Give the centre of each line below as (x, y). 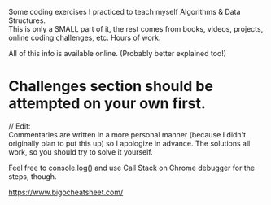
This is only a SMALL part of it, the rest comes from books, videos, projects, (136, 29)
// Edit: (20, 126)
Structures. (27, 20)
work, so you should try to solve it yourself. (81, 152)
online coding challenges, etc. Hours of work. (85, 37)
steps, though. (33, 176)
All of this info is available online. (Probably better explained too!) (117, 53)
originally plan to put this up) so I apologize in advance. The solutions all (129, 143)
